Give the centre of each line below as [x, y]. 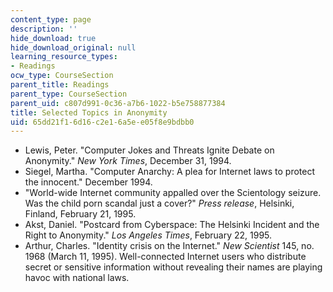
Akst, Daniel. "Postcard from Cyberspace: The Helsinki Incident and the [172, 225]
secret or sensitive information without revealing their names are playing [173, 267]
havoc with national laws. [77, 278]
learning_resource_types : [64, 57]
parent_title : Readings [60, 85]
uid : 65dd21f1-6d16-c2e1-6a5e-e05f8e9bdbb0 [102, 122]
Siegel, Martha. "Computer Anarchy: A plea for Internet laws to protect [170, 172]
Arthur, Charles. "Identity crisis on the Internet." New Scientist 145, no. [169, 246]
